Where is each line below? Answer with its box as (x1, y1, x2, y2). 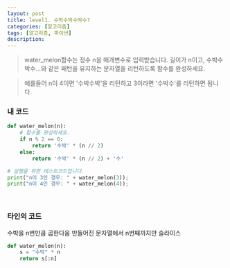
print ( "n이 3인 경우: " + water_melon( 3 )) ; (7, 174, 130, 181)
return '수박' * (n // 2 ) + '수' (32, 155, 125, 162)
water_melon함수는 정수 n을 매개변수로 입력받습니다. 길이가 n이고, (24, 56, 205, 64)
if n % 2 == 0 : (19, 136, 64, 143)
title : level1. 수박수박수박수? (7, 17, 91, 24)
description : (7, 36, 45, 43)
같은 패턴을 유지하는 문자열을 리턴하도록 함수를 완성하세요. (48, 64, 206, 73)
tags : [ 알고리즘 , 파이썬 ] (7, 29, 72, 37)
